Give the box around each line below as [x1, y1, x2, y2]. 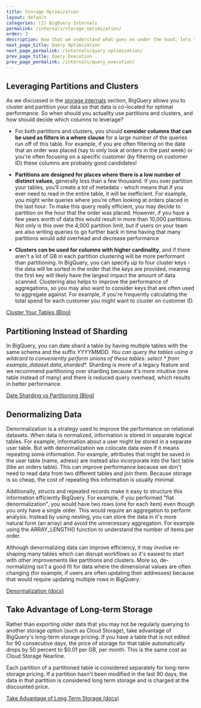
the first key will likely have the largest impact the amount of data [14, 272, 175, 279]
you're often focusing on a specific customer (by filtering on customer [14, 153, 188, 161]
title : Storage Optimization [6, 8, 79, 15]
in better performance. [6, 380, 62, 388]
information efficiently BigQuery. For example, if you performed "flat [6, 494, 175, 501]
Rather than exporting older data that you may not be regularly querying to [6, 621, 190, 628]
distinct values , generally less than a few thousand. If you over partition [14, 177, 193, 184]
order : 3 [6, 31, 28, 37]
